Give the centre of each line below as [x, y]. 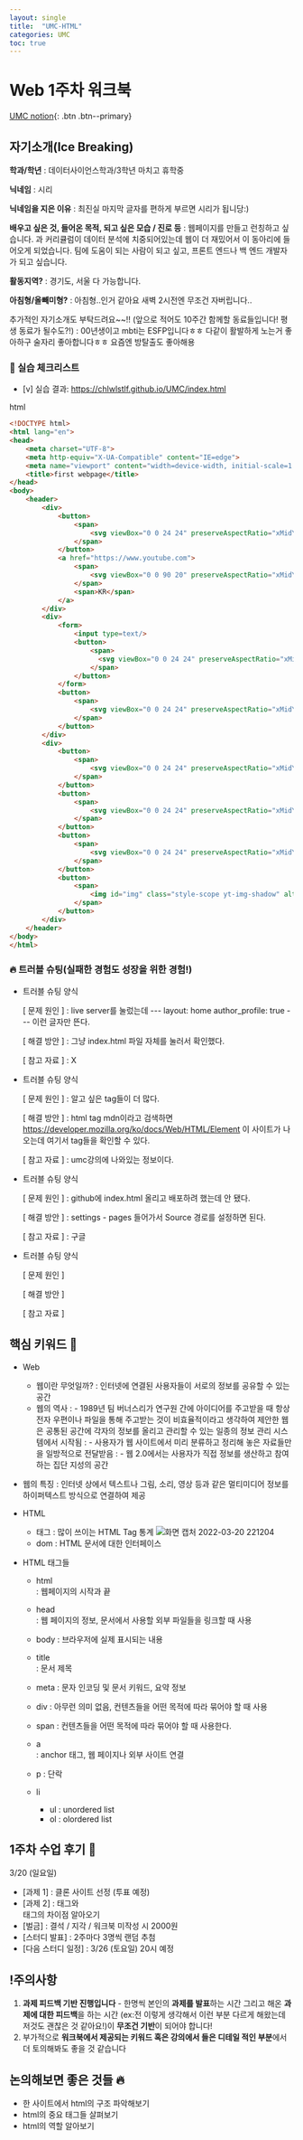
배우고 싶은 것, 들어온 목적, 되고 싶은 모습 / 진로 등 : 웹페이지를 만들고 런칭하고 [145, 228]
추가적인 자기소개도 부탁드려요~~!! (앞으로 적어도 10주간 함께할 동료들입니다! [144, 319]
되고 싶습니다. [43, 262]
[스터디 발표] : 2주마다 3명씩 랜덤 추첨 [89, 1937]
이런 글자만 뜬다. [61, 1022]
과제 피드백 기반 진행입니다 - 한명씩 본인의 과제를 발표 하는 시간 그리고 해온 [152, 2003]
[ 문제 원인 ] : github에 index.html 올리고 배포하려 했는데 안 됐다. [136, 1198]
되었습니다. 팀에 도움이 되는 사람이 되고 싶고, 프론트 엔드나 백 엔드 [148, 250]
